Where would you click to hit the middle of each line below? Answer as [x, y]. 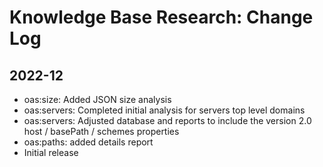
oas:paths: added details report [88, 142]
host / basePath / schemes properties [101, 131]
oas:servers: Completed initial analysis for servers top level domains [164, 110]
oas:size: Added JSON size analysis [97, 99]
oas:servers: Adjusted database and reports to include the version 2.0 [167, 120]
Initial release [51, 152]
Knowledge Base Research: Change [161, 17]
